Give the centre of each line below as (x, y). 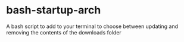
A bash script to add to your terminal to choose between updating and (92, 26)
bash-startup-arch (54, 10)
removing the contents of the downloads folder (64, 32)
